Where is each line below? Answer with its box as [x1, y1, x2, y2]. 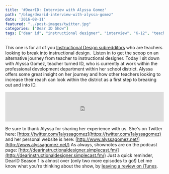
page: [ [5, 147, 20, 153]
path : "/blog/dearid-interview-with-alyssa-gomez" [5, 12, 114, 17]
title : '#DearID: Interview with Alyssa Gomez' [5, 7, 107, 13]
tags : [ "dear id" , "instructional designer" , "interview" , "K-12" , [5, 31, 150, 36]
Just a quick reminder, [107, 152, 153, 158]
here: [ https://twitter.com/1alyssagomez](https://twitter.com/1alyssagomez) [5, 131, 161, 137]
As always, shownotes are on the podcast [70, 142, 157, 147]
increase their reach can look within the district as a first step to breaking [5, 76, 157, 82]
